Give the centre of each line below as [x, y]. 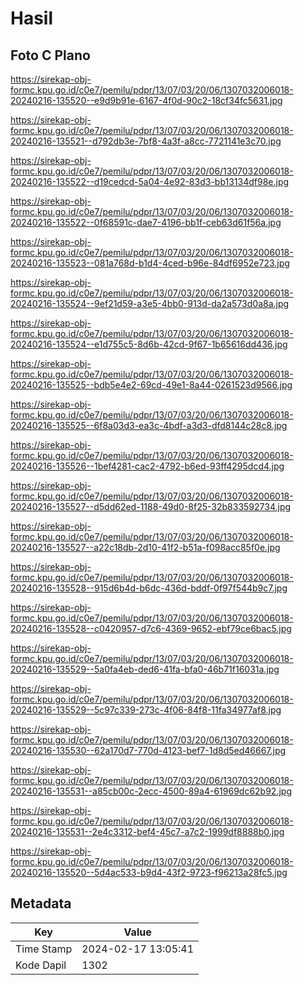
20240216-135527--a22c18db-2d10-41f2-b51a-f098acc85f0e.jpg [145, 547]
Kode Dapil [41, 965]
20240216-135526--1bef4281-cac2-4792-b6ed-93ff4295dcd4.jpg [147, 466]
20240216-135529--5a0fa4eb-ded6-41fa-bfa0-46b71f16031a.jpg [145, 669]
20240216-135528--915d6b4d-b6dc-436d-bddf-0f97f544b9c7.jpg [149, 588]
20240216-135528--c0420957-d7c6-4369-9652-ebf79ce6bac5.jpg [151, 628]
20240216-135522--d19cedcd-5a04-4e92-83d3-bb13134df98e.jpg [150, 181]
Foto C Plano [50, 55]
